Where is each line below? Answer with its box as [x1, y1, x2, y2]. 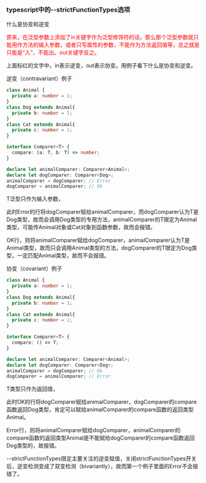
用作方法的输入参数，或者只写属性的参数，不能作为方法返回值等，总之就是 [11, 41, 200, 48]
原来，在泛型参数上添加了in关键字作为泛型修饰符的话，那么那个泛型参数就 [6, 34, 194, 41]
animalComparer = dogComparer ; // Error [6, 178, 112, 184]
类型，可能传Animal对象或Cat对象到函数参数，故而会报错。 [6, 224, 156, 231]
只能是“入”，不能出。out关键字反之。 [6, 49, 100, 56]
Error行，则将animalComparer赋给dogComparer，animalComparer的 [6, 427, 181, 434]
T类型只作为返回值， [6, 385, 59, 393]
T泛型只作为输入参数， [6, 195, 64, 203]
